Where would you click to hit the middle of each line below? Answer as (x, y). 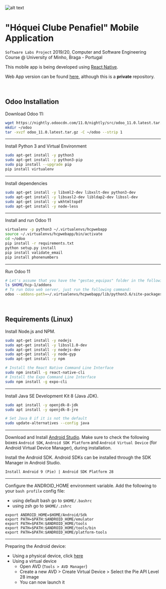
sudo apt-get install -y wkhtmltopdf (44, 202)
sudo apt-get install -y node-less (42, 206)
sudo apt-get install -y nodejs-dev (43, 350)
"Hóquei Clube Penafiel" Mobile (72, 28)
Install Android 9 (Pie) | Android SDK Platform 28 (59, 472)
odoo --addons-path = (26, 294)
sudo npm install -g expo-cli (36, 382)
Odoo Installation (32, 102)
